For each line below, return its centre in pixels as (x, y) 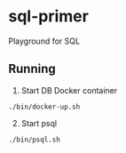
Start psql (39, 123)
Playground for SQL (44, 41)
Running (32, 69)
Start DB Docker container (69, 90)
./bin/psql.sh (35, 140)
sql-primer (49, 16)
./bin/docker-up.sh (44, 107)
